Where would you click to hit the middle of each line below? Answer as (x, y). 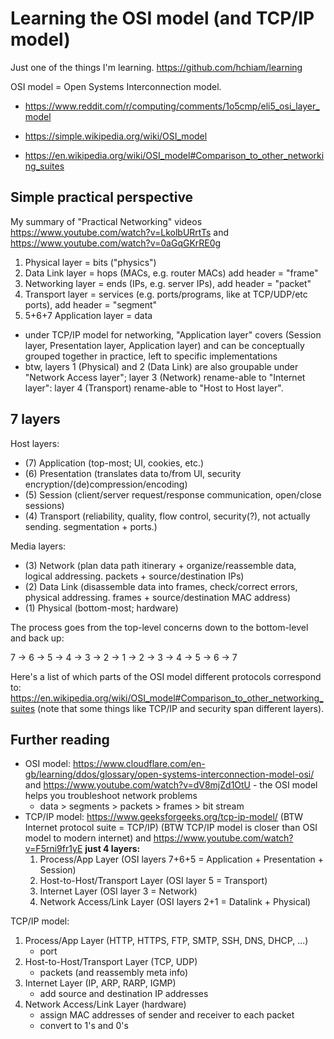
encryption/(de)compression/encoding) (106, 484)
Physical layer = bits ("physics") (90, 262)
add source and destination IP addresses (124, 994)
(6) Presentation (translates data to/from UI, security (133, 473)
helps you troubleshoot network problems (111, 796)
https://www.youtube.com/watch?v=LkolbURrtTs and (119, 232)
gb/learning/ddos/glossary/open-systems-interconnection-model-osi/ (169, 774)
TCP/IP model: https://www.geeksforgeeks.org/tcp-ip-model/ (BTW (164, 817)
